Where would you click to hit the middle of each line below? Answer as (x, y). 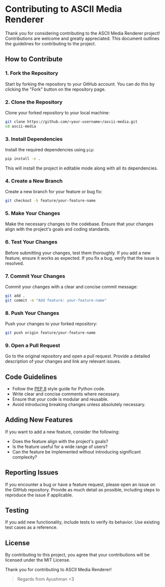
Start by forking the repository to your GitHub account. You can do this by (80, 84)
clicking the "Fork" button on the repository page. (55, 89)
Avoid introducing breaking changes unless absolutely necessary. (79, 404)
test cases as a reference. (32, 527)
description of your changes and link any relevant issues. (63, 361)
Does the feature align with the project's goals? (60, 441)
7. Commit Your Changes (35, 276)
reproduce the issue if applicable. (39, 495)
